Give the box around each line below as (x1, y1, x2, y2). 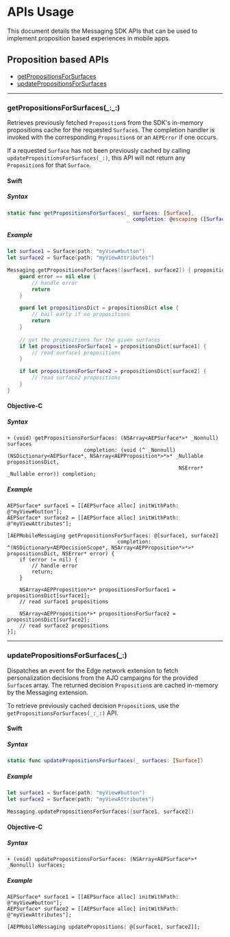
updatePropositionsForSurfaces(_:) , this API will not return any (7, 154, 186, 162)
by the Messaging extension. (7, 688, 89, 696)
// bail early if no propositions (31, 311, 130, 318)
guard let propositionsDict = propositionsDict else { (19, 304, 179, 312)
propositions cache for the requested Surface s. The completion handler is (7, 126, 215, 134)
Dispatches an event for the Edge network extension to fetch (7, 666, 179, 674)
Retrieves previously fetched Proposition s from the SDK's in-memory (7, 119, 204, 127)
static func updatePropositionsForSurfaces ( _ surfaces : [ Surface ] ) (7, 757, 204, 764)
